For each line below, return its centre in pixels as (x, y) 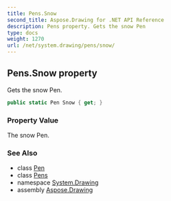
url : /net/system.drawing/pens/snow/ (61, 45)
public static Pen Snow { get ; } (55, 103)
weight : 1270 (26, 39)
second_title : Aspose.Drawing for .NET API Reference (86, 20)
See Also (22, 153)
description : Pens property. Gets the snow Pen (77, 26)
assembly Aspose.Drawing (55, 190)
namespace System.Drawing (58, 182)
